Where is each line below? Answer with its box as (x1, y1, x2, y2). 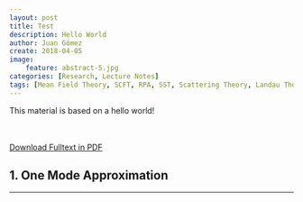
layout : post (9, 13, 59, 23)
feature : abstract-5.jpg (25, 64, 119, 73)
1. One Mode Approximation (9, 168, 169, 183)
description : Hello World (9, 30, 106, 39)
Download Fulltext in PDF (9, 142, 103, 152)
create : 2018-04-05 (9, 47, 83, 56)
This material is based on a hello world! (9, 105, 155, 115)
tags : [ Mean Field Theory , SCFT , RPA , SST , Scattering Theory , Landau (9, 80, 280, 89)
